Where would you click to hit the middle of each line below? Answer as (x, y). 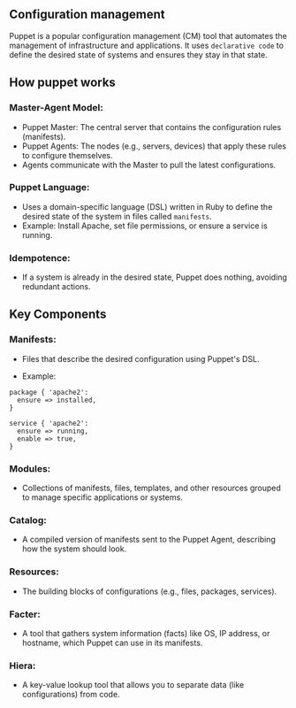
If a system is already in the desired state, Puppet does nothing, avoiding (154, 277)
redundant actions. (56, 287)
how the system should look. (74, 549)
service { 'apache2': (49, 423)
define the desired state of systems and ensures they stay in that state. (138, 54)
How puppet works (63, 83)
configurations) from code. (71, 695)
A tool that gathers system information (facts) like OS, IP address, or (146, 633)
